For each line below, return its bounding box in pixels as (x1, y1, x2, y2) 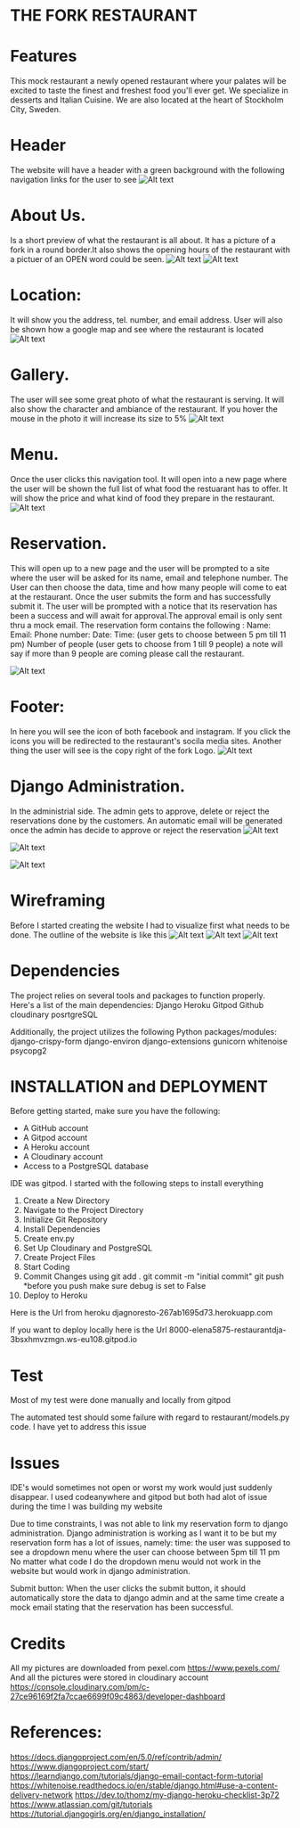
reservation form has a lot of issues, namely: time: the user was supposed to (10, 1537, 291, 1548)
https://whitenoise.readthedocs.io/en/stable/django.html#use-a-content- (10, 1780, 279, 1791)
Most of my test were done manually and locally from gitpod (10, 1395, 231, 1406)
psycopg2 (10, 1045, 47, 1056)
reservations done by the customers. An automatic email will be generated (10, 815, 283, 825)
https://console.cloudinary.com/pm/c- (10, 1682, 150, 1693)
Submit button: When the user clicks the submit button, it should (10, 1583, 246, 1594)
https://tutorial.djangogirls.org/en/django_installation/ (10, 1808, 207, 1819)
